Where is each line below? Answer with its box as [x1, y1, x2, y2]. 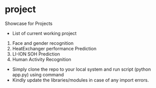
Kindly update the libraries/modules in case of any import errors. [12, 77, 149, 83]
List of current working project [12, 30, 77, 36]
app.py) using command [12, 71, 64, 77]
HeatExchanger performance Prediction [12, 45, 97, 51]
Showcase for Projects [5, 20, 53, 26]
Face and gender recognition [12, 40, 74, 46]
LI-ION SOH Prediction [12, 51, 60, 57]
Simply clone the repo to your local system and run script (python [12, 66, 151, 72]
